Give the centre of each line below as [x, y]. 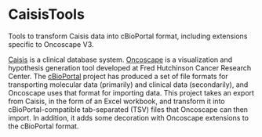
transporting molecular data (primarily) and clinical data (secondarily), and [128, 85]
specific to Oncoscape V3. [51, 44]
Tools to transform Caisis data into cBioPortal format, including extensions [128, 36]
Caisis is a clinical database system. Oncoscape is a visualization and [120, 59]
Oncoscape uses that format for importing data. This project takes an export [131, 92]
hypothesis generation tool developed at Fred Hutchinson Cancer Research [130, 67]
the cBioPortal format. [44, 126]
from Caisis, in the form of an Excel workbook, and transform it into [116, 101]
